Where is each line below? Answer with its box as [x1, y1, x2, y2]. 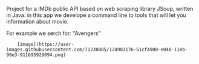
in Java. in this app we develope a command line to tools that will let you [6, 11, 186, 19]
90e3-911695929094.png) [6, 52, 67, 58]
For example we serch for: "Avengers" [6, 30, 101, 37]
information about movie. [6, 18, 69, 25]
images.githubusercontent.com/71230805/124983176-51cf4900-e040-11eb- [6, 46, 188, 53]
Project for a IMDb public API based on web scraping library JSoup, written [6, 5, 194, 12]
